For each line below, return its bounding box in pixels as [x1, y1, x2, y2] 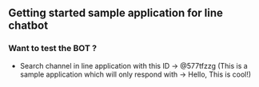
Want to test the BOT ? [8, 43, 98, 54]
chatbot [8, 19, 49, 33]
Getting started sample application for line [8, 6, 224, 20]
